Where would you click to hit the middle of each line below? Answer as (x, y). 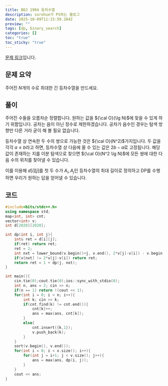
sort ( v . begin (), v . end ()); (42, 346)
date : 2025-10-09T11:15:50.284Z (39, 19)
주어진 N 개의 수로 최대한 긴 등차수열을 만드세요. (52, 88)
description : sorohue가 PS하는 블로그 (43, 15)
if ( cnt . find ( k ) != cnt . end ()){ (56, 304)
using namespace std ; (28, 212)
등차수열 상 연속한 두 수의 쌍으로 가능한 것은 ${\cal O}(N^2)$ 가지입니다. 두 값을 (83, 141)
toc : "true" (18, 38)
